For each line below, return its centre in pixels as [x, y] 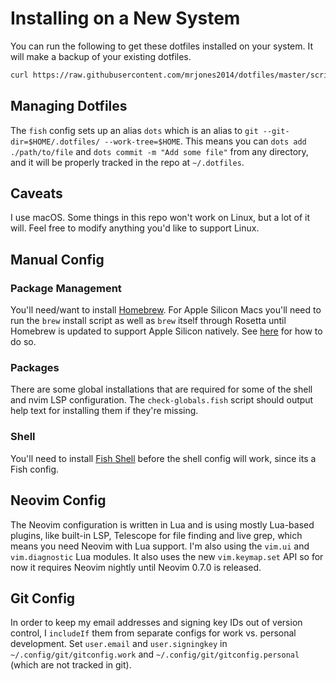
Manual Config [57, 259]
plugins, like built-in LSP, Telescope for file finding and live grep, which [156, 535]
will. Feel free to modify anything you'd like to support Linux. [135, 228]
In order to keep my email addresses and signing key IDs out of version [156, 623]
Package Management [66, 288]
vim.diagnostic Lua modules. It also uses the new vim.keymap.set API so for [167, 556]
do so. [23, 342]
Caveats [36, 193]
